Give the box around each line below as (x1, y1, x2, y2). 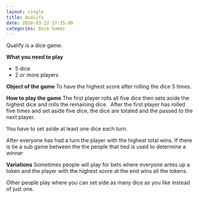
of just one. (6, 185, 34, 193)
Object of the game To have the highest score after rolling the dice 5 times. (6, 83, 192, 90)
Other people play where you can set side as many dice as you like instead (6, 179, 190, 186)
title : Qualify (6, 14, 44, 20)
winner (6, 150, 23, 157)
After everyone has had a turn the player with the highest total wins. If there (6, 137, 192, 144)
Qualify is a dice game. (6, 42, 63, 49)
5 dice (14, 65, 31, 72)
